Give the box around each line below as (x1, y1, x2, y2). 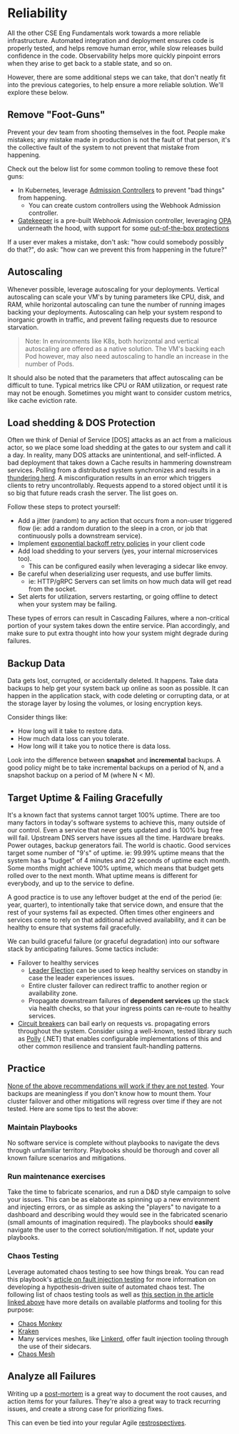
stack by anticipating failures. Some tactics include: (7, 945, 159, 953)
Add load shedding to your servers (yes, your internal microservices (17, 547, 218, 555)
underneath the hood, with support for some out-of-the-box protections (17, 224, 230, 232)
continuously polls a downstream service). (17, 532, 143, 540)
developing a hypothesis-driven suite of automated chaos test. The (7, 1283, 205, 1291)
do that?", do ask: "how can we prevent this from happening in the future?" (7, 245, 228, 254)
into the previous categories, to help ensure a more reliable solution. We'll (7, 80, 223, 89)
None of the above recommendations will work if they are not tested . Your (7, 1081, 225, 1090)
